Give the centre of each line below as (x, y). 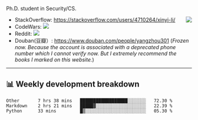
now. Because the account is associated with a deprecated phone (95, 47)
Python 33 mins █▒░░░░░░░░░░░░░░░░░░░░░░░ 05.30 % (89, 111)
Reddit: (23, 34)
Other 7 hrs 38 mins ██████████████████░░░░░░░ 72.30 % (89, 101)
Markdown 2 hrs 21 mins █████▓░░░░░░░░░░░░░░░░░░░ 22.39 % (89, 106)
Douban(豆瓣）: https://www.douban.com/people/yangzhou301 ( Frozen (102, 41)
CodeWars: (28, 27)
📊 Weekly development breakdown (73, 84)
